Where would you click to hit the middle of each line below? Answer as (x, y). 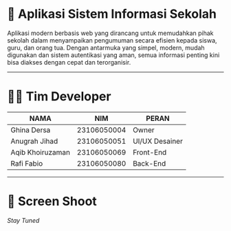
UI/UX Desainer (158, 141)
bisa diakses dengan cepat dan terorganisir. (69, 62)
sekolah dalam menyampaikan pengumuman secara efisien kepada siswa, (112, 40)
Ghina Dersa (31, 130)
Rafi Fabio (27, 163)
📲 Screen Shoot (52, 201)
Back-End (150, 163)
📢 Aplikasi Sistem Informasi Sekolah (112, 14)
